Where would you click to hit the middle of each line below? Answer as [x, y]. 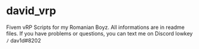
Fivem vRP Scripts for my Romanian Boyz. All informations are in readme [96, 27]
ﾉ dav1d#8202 [24, 40]
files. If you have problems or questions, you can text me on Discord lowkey [99, 33]
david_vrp [31, 11]
